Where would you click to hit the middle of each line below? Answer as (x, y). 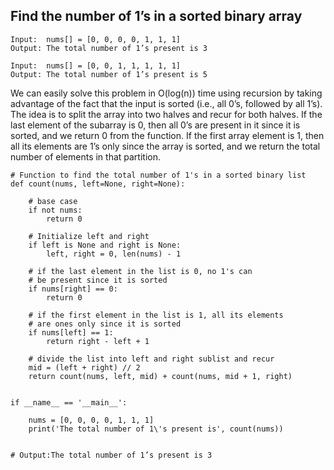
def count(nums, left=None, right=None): (98, 184)
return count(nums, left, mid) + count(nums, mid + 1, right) (160, 376)
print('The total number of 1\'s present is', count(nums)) (156, 429)
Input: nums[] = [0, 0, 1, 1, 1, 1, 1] (96, 65)
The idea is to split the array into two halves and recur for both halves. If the (166, 114)
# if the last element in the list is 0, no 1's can (140, 271)
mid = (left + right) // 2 (84, 367)
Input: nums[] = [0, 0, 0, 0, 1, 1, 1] (96, 39)
